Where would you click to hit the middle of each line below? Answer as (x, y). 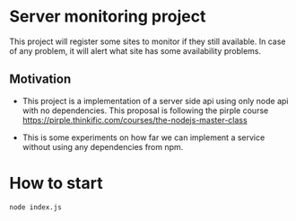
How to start (56, 183)
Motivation (40, 80)
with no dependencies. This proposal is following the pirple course (145, 110)
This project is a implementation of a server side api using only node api (155, 101)
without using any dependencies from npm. (103, 146)
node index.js (36, 207)
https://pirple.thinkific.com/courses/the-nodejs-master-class (135, 119)
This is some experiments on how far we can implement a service (144, 137)
